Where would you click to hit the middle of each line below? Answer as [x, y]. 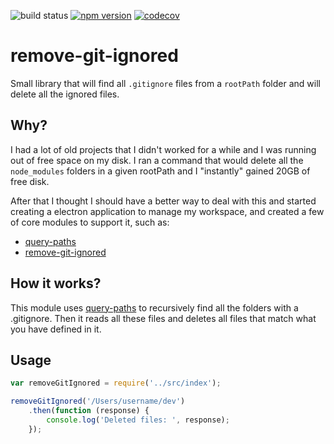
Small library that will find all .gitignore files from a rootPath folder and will [165, 83]
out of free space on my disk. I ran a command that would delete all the [157, 160]
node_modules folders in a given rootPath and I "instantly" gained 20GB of [160, 171]
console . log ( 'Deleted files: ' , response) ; [138, 420]
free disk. [30, 181]
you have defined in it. [56, 329]
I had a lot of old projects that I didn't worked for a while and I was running [163, 149]
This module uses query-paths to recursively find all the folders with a [154, 307]
